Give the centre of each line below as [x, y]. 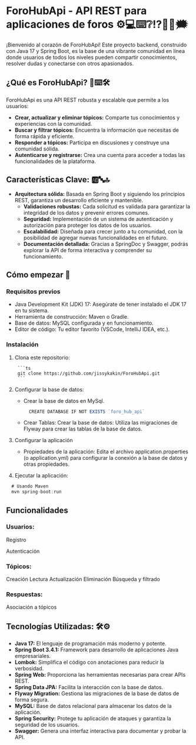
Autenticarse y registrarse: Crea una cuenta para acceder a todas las [100, 155]
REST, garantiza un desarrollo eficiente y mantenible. [79, 200]
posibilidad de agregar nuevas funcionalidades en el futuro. [95, 238]
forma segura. [32, 700]
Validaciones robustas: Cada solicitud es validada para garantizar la [107, 206]
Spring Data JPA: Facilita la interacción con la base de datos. [89, 687]
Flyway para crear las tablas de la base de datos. [83, 429]
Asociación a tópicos [31, 607]
